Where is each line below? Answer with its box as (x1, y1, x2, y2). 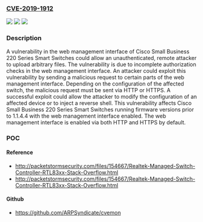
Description (6, 34, 42, 42)
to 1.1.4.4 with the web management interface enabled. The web (6, 112, 167, 119)
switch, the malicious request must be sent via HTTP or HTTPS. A (6, 86, 171, 93)
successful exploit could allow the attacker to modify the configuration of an (6, 93, 198, 100)
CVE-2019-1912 (6, 4, 53, 13)
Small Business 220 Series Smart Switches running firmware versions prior (6, 106, 194, 113)
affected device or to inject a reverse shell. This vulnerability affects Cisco (6, 99, 192, 107)
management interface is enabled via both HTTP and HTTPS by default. (6, 118, 186, 126)
